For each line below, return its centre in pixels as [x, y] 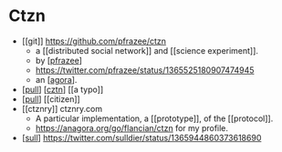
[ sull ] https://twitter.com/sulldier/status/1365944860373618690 [141, 137]
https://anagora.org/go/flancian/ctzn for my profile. [132, 127]
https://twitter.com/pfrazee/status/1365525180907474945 [145, 70]
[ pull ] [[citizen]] [51, 99]
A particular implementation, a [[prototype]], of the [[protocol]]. [154, 118]
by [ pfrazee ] [59, 60]
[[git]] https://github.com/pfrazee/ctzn [94, 41]
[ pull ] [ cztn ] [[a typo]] [63, 89]
